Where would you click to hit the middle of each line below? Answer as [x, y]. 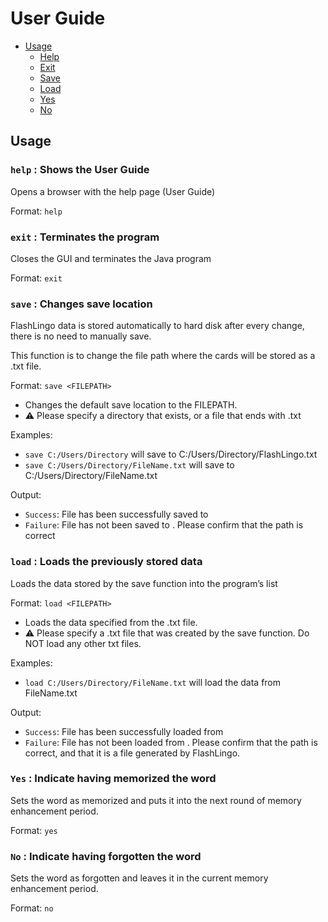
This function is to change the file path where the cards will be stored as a [163, 356]
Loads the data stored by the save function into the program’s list [144, 583]
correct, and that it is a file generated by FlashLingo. [132, 753]
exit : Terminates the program [85, 237]
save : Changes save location [81, 304]
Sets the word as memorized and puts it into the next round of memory [156, 800]
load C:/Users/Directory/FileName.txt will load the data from [153, 682]
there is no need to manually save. [81, 336]
